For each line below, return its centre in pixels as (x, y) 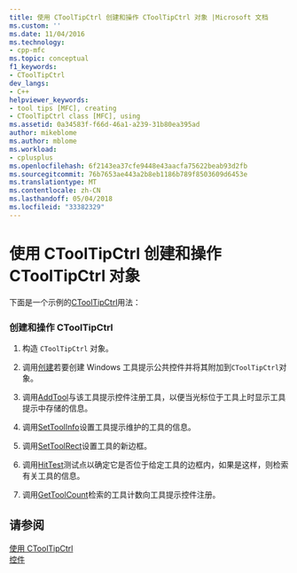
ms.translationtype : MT (53, 183)
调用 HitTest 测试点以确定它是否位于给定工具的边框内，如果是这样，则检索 (155, 464)
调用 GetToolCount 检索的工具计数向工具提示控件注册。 (121, 494)
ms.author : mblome (43, 141)
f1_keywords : (33, 67)
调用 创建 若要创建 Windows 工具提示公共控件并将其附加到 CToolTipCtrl (150, 367)
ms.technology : (37, 42)
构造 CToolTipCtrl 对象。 (67, 348)
